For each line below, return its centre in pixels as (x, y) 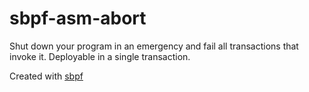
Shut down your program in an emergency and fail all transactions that (154, 46)
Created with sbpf (46, 76)
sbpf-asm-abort (78, 18)
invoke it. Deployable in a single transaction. (100, 56)
